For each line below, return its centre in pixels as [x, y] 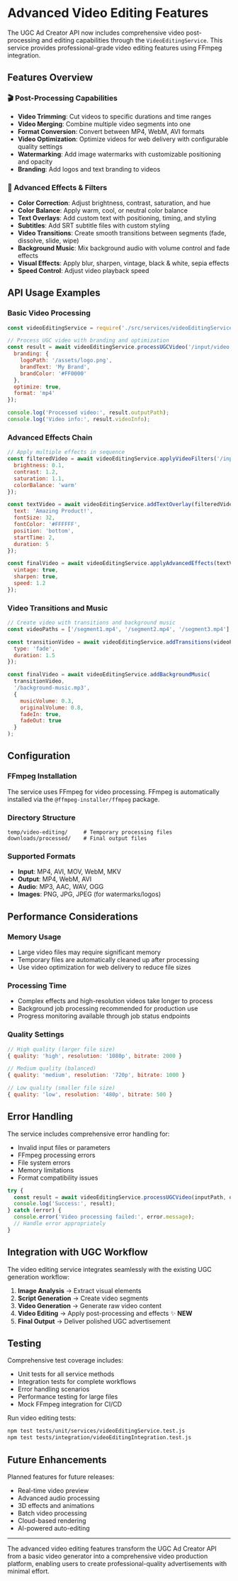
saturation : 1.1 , [39, 479]
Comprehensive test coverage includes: [66, 1361]
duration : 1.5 [34, 655]
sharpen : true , [36, 577]
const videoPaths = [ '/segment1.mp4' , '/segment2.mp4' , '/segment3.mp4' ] [119, 629]
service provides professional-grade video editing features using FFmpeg [115, 48]
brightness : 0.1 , [39, 466]
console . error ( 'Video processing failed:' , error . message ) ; [104, 1217]
